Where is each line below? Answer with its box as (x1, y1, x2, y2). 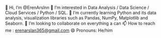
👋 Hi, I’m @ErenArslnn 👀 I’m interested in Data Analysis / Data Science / (5, 5, 149, 10)
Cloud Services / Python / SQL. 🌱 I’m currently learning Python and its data (5, 10, 157, 16)
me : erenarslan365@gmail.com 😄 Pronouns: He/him (5, 27, 113, 33)
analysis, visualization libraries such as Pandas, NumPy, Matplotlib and (5, 15, 148, 20)
